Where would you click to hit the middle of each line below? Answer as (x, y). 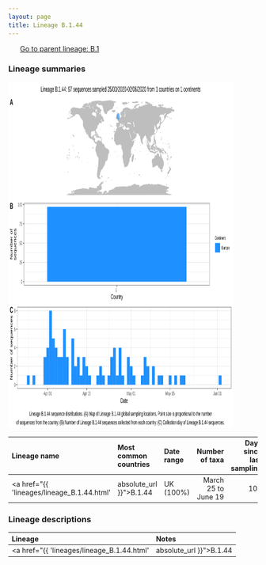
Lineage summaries (47, 69)
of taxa (212, 460)
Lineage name (35, 456)
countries (134, 464)
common (133, 456)
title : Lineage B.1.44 (46, 25)
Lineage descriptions (50, 519)
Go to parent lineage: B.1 (59, 48)
